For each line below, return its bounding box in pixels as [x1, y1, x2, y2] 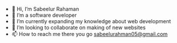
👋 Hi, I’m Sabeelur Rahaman [11, 6, 79, 12]
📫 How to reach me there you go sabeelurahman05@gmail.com [11, 31, 168, 37]
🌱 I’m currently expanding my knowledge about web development [11, 18, 171, 24]
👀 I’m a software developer [11, 12, 77, 19]
